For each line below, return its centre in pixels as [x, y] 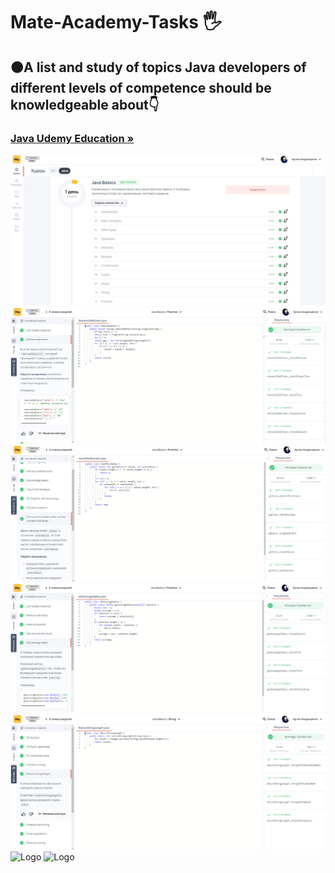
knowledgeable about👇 [85, 104]
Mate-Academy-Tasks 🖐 [116, 22]
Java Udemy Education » [72, 138]
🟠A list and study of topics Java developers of [158, 67]
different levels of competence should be [141, 87]
